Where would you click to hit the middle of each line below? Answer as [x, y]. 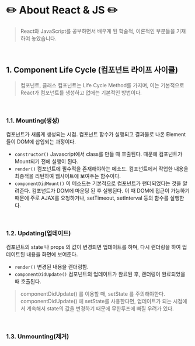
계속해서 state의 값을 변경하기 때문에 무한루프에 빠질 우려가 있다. [100, 309]
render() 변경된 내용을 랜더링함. [51, 267]
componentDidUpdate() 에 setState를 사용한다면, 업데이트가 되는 [96, 302]
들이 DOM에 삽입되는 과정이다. [41, 142]
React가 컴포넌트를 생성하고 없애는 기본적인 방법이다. [81, 93]
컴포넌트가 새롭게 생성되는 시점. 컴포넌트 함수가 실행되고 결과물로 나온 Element [96, 135]
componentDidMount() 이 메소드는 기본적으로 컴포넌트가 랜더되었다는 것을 [98, 183]
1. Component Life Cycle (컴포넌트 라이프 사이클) [92, 70]
